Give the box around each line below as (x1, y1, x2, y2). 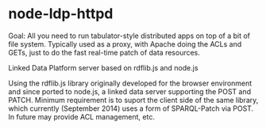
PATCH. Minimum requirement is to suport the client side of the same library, (8, 95, 259, 104)
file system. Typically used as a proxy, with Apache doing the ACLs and (8, 39, 242, 48)
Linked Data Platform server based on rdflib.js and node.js (8, 63, 199, 72)
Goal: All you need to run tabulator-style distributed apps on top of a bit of (8, 31, 251, 40)
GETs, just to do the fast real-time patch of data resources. (8, 47, 201, 57)
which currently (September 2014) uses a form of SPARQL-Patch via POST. (8, 104, 254, 113)
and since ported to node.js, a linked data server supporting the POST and (8, 86, 252, 96)
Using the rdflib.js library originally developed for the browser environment (8, 78, 253, 88)
